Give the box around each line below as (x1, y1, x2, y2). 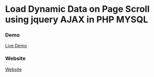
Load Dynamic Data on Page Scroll (5, 3, 150, 15)
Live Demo (5, 43, 27, 49)
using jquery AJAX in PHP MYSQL (5, 14, 149, 25)
